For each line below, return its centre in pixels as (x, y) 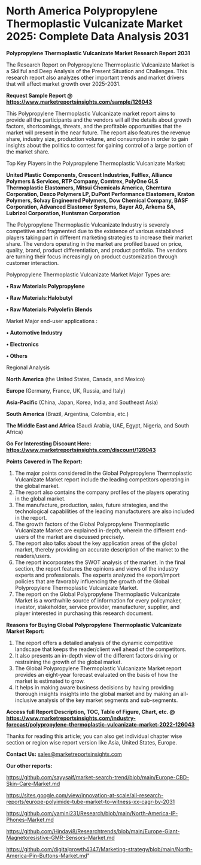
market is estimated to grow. (50, 681)
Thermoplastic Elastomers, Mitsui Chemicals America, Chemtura (89, 188)
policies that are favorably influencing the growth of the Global (92, 581)
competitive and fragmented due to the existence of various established (95, 231)
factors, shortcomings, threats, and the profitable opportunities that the (94, 126)
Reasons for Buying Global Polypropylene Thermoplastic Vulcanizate (94, 625)
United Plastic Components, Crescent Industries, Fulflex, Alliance (89, 174)
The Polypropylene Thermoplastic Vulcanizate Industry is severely (88, 224)
